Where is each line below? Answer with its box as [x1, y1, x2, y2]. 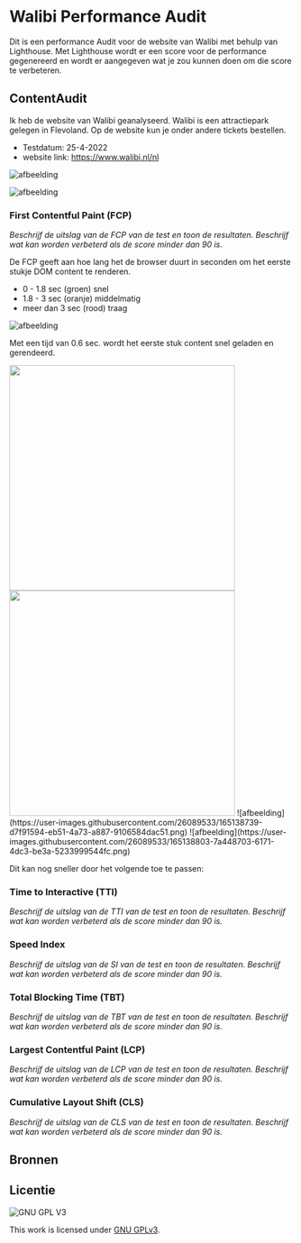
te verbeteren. [9, 65, 62, 76]
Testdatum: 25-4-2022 [22, 142, 108, 152]
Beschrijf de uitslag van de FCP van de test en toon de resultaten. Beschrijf [9, 230, 289, 241]
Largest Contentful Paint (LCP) [9, 1043, 146, 1056]
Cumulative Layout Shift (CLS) [9, 1096, 144, 1109]
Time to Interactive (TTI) [9, 885, 118, 898]
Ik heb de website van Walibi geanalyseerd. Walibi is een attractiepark [9, 114, 269, 125]
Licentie [9, 1183, 56, 1198]
